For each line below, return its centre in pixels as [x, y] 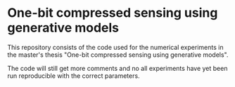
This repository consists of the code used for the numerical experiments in [115, 47]
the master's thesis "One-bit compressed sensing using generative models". [118, 55]
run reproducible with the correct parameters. [74, 76]
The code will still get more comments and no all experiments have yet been [118, 68]
